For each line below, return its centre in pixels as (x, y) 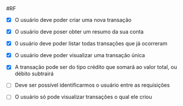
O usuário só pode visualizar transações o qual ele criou (83, 97)
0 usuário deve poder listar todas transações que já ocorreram (91, 44)
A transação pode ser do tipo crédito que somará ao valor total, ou (96, 67)
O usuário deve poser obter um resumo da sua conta (79, 32)
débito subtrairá (34, 74)
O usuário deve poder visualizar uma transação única (80, 55)
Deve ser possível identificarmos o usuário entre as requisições (92, 85)
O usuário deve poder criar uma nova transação (73, 20)
